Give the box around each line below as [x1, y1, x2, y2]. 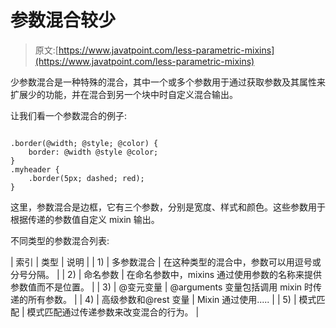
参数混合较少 [10, 9, 117, 32]
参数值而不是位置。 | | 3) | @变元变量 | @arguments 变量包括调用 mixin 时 [10, 281, 314, 293]
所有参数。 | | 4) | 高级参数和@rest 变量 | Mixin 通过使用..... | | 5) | [27, 293, 297, 305]
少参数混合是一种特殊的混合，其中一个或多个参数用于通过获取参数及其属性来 [10, 76, 326, 88]
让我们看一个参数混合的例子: [10, 109, 128, 121]
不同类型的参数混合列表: [10, 234, 110, 246]
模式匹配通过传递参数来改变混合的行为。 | [26, 306, 200, 318]
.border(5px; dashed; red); [28, 173, 145, 183]
